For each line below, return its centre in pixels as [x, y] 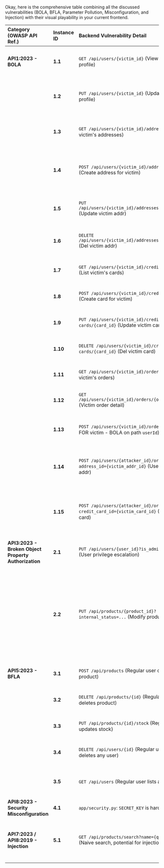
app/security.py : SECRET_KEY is [114, 808]
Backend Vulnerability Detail [113, 35]
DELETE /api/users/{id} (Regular [117, 749]
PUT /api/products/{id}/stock [114, 723]
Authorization [24, 561]
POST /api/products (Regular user [117, 671]
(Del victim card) [137, 351]
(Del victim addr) [98, 246]
